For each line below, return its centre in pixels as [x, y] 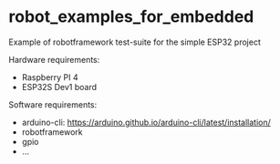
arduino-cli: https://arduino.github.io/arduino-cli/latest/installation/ [146, 122]
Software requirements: [53, 104]
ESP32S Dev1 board [59, 87]
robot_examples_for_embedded [131, 17]
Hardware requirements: [54, 59]
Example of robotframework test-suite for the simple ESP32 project [135, 42]
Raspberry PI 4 [50, 77]
